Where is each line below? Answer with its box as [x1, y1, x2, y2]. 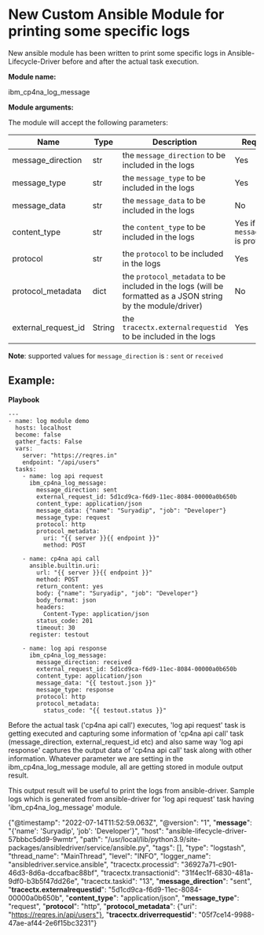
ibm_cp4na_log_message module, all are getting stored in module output [8, 762, 244, 771]
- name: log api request [22, 472, 104, 480]
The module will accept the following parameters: [8, 117, 169, 127]
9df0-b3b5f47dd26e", [8, 876, 80, 885]
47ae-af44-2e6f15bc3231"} [8, 918, 97, 927]
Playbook [8, 395, 40, 404]
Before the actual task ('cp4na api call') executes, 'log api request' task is [8, 720, 246, 729]
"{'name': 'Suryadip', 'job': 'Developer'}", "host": [8, 826, 164, 836]
